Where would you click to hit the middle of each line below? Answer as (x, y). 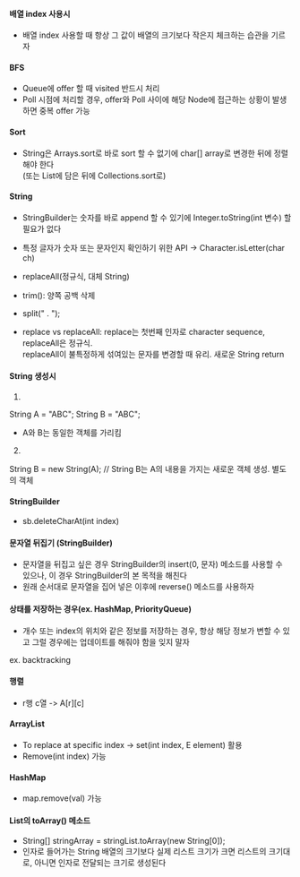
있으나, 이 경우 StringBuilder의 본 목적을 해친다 (105, 576)
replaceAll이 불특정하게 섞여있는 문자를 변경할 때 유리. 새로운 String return (153, 354)
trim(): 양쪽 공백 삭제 (59, 295)
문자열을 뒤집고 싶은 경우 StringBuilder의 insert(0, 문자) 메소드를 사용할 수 (153, 564)
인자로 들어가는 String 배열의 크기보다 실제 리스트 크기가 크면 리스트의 (144, 852)
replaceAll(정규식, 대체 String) (76, 276)
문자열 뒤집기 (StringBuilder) (61, 543)
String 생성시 (33, 376)
